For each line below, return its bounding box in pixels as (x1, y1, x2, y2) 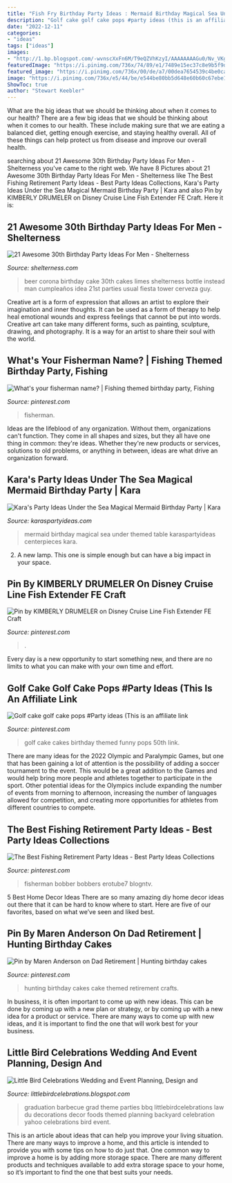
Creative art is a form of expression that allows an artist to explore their (7, 297, 209, 306)
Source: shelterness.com (7, 263, 78, 272)
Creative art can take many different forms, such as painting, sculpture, (7, 319, 210, 328)
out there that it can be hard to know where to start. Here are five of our (7, 900, 211, 909)
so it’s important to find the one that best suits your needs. (7, 1168, 173, 1176)
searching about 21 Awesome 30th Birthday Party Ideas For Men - (7, 157, 195, 165)
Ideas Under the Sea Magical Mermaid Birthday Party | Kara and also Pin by (7, 186, 222, 195)
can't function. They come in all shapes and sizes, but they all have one (7, 431, 211, 440)
